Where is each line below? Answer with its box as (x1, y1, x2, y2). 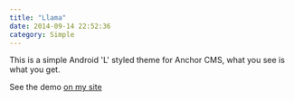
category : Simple (9, 30, 75, 39)
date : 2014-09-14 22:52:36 (9, 22, 111, 31)
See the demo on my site (9, 82, 102, 93)
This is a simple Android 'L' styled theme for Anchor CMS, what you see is (9, 55, 285, 66)
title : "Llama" (9, 13, 67, 23)
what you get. (9, 64, 61, 75)
